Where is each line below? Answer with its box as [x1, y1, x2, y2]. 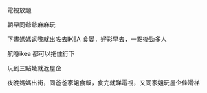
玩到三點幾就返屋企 [7, 64, 62, 72]
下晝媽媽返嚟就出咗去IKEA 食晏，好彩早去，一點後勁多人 [7, 35, 167, 43]
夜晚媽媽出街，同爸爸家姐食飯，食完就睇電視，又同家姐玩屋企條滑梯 [7, 79, 200, 87]
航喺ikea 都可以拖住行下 [7, 50, 75, 57]
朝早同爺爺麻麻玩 [7, 21, 56, 29]
